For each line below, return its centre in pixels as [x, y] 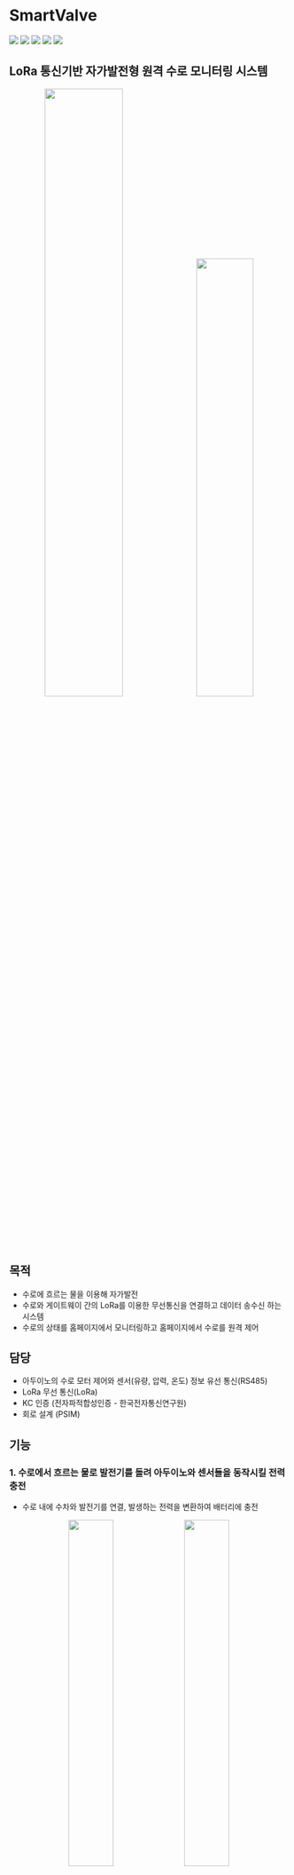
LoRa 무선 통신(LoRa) [60, 1392]
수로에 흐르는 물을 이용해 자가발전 [80, 1294]
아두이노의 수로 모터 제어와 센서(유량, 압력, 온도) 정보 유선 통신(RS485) [145, 1381]
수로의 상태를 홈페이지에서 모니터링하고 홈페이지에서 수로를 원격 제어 [140, 1327]
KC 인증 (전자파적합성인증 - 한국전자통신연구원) [104, 1403]
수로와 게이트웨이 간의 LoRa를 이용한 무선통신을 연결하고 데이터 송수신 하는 [151, 1305]
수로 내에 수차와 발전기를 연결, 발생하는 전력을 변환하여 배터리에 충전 [140, 1507]
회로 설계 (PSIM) [51, 1414]
